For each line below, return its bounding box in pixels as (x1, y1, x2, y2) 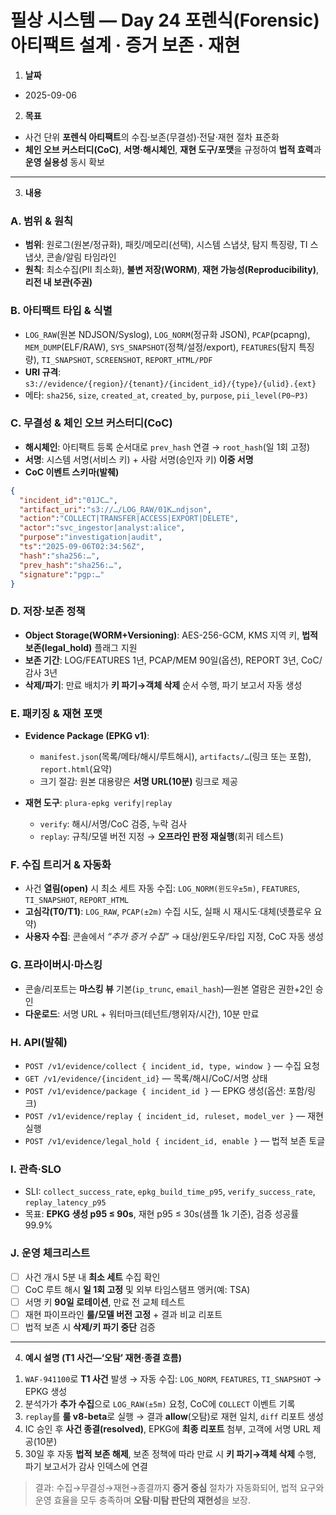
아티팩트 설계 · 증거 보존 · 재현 (10, 34, 241, 57)
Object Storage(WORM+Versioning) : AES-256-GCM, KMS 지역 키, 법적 (24, 629, 318, 641)
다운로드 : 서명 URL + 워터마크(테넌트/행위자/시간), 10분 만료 (24, 1007, 260, 1020)
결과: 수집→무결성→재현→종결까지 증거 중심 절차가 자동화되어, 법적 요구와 (34, 1481, 325, 1493)
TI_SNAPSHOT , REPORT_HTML (24, 894, 130, 906)
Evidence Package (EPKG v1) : (24, 730, 150, 742)
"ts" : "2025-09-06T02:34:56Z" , (19, 542, 145, 552)
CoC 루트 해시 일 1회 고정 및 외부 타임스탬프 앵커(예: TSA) (24, 1283, 251, 1295)
